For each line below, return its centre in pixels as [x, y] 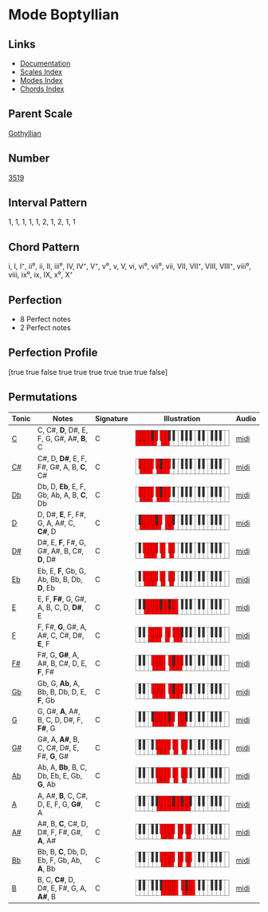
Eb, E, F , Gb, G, [61, 571]
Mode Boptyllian [64, 15]
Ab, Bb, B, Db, [60, 579]
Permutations [43, 397]
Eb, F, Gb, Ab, [59, 860]
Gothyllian [25, 133]
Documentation [45, 63]
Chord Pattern [44, 247]
